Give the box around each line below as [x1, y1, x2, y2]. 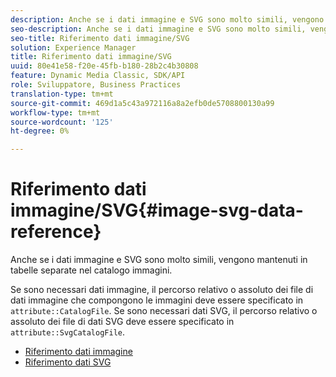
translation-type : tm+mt [10, 89, 114, 99]
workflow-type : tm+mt [10, 107, 101, 118]
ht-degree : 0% [10, 126, 70, 136]
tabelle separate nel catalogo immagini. [10, 264, 173, 276]
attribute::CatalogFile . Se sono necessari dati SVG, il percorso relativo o [10, 305, 318, 317]
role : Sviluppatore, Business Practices [10, 80, 182, 90]
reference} [10, 221, 102, 243]
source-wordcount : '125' [10, 117, 114, 127]
